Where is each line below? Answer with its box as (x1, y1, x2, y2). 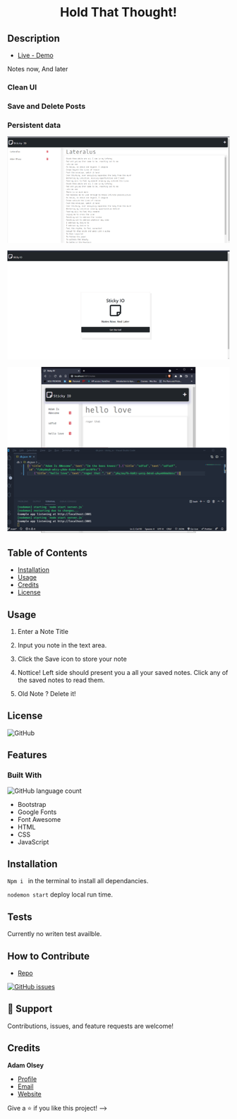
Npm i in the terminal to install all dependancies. (7, 877, 149, 885)
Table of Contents (7, 546, 88, 558)
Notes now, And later (7, 65, 68, 73)
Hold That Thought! (59, 4, 178, 20)
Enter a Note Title (17, 628, 69, 636)
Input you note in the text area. (17, 641, 107, 650)
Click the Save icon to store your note (17, 654, 127, 664)
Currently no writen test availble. (7, 930, 102, 938)
